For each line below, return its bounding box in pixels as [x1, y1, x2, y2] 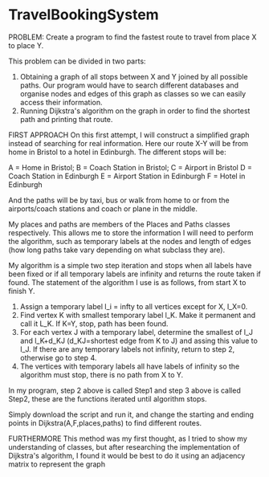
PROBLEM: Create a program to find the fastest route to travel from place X [8, 32, 257, 42]
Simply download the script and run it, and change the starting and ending [8, 410, 255, 419]
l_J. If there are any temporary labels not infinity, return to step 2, [19, 344, 235, 354]
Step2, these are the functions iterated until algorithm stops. [8, 393, 207, 403]
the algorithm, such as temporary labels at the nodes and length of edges [8, 236, 251, 246]
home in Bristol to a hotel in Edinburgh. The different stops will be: [8, 147, 226, 157]
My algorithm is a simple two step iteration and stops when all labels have [8, 260, 252, 270]
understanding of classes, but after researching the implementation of [8, 442, 240, 451]
